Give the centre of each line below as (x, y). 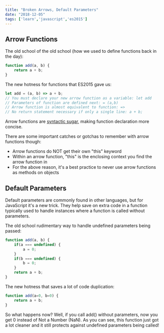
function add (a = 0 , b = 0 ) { (32, 296)
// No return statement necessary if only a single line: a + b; (74, 112)
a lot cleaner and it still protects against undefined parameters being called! (82, 325)
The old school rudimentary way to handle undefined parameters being (78, 225)
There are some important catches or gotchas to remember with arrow (77, 136)
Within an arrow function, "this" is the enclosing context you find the (82, 157)
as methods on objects (36, 173)
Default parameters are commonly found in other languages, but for (74, 200)
